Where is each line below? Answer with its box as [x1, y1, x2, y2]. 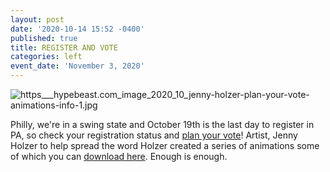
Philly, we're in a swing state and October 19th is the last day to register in [10, 119, 315, 130]
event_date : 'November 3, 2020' [10, 61, 145, 71]
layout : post [10, 14, 65, 25]
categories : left [10, 52, 83, 62]
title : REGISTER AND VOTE [10, 42, 118, 53]
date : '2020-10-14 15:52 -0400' [10, 24, 145, 34]
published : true [10, 33, 78, 43]
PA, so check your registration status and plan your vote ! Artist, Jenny [10, 129, 298, 141]
